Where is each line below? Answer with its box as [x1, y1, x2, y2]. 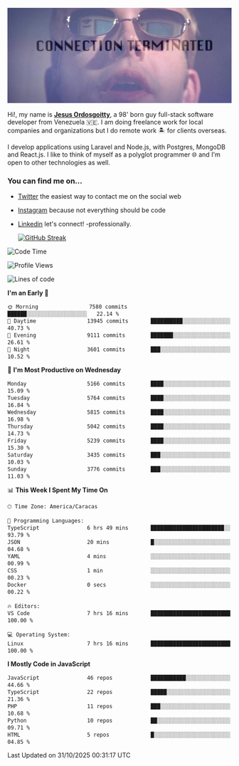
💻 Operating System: [7, 631, 71, 639]
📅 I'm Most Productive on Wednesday [7, 366, 121, 374]
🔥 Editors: [7, 603, 41, 610]
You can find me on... [7, 176, 83, 186]
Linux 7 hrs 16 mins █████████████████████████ [7, 640, 231, 648]
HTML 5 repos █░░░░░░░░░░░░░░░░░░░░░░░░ [7, 731, 231, 739]
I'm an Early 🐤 [7, 289, 49, 298]
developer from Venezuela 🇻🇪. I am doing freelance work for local [7, 118, 203, 127]
